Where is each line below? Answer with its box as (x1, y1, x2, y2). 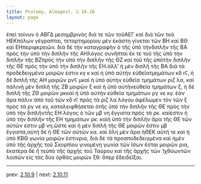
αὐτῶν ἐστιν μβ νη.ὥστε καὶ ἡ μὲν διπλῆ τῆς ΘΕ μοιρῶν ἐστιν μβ (6, 122, 167, 129)
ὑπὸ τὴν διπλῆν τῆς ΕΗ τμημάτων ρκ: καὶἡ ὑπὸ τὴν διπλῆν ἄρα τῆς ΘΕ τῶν (6, 115, 192, 122)
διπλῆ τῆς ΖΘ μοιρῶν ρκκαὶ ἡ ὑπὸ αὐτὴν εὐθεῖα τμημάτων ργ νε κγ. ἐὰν (6, 89, 185, 96)
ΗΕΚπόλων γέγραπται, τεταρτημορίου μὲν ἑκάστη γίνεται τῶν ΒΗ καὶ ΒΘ (6, 37, 188, 44)
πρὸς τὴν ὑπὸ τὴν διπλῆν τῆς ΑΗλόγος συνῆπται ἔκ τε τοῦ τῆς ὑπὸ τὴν (6, 50, 183, 57)
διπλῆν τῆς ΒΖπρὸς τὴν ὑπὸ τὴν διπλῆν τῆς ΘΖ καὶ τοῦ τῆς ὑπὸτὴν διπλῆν (6, 56, 191, 63)
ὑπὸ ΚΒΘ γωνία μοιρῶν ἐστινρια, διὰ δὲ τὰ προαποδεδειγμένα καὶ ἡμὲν (6, 134, 185, 142)
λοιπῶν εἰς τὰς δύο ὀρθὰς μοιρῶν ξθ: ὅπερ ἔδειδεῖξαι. (6, 154, 143, 161)
